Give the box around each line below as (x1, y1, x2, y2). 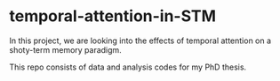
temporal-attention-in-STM (9, 6, 216, 26)
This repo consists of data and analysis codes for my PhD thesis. (9, 62, 247, 72)
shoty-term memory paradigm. (9, 44, 122, 55)
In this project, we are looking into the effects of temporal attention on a (9, 35, 272, 46)
